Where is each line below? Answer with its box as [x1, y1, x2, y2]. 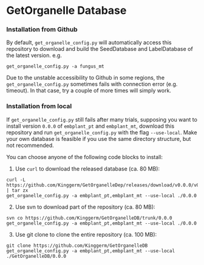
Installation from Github [6, 25, 78, 34]
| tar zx [6, 187, 29, 194]
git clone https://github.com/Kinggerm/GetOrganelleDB [6, 243, 148, 249]
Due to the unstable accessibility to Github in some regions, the [6, 74, 165, 82]
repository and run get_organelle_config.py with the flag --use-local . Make [6, 128, 197, 136]
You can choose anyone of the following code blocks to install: [6, 153, 163, 160]
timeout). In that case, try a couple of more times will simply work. [6, 87, 172, 94]
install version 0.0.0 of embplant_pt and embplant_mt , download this [6, 122, 175, 129]
